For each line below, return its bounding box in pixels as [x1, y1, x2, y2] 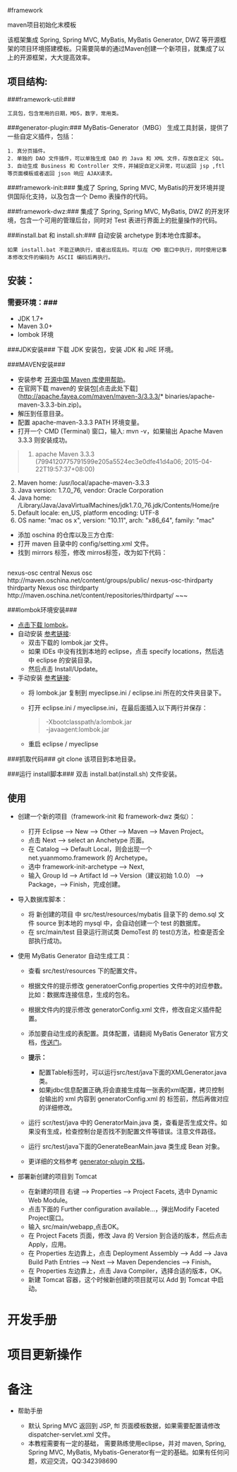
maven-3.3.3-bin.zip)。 [17, 400, 86, 409]
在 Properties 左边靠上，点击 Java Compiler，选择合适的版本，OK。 [28, 1267, 226, 1275]
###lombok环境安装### [7, 605, 78, 614]
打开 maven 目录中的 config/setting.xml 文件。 [17, 539, 153, 548]
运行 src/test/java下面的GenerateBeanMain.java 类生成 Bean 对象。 [28, 1142, 224, 1151]
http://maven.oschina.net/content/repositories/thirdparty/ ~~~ [7, 591, 188, 599]
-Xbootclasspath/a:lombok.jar [45, 717, 133, 726]
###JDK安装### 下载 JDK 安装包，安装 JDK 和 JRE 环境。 [7, 345, 178, 354]
